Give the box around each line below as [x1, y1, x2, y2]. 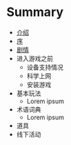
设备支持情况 [26, 63, 63, 71]
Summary [6, 4, 63, 20]
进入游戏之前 [16, 54, 53, 63]
